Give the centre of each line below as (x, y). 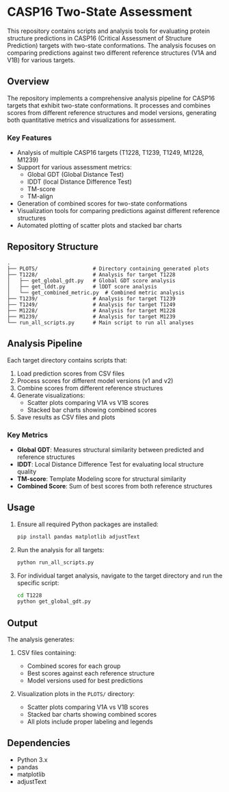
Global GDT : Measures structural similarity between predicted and (110, 449)
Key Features (30, 138)
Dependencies (39, 743)
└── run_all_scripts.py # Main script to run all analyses (100, 323)
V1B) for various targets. (41, 60)
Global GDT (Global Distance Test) (76, 175)
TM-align (40, 197)
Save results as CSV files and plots (66, 417)
